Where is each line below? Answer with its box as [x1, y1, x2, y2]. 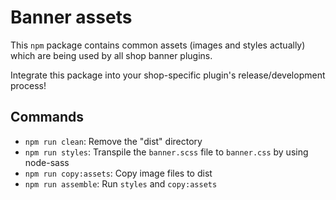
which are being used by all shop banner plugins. [10, 49, 213, 61]
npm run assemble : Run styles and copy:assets [24, 177, 218, 190]
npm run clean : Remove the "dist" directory [24, 135, 203, 147]
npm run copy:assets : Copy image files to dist [24, 167, 213, 179]
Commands [10, 109, 85, 126]
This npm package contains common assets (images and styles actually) [10, 39, 306, 51]
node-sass [24, 156, 70, 168]
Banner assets [10, 6, 133, 29]
